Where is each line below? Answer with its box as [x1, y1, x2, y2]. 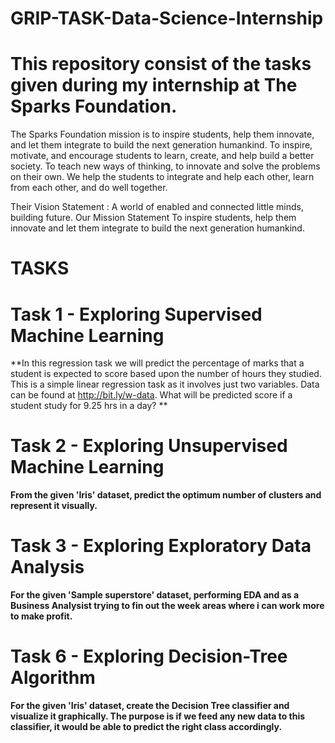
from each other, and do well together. [10, 182, 168, 194]
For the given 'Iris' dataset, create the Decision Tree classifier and [10, 700, 290, 712]
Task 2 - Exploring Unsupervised [10, 435, 288, 457]
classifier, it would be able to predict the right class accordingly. [10, 721, 283, 733]
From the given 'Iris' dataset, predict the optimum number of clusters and [10, 489, 322, 501]
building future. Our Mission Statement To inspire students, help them [10, 212, 297, 224]
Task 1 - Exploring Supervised [10, 303, 263, 326]
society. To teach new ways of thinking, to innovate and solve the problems [10, 160, 321, 172]
